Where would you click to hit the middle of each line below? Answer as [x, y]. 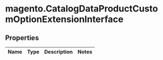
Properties [22, 38]
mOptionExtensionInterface [64, 19]
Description [58, 52]
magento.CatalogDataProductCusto [81, 9]
